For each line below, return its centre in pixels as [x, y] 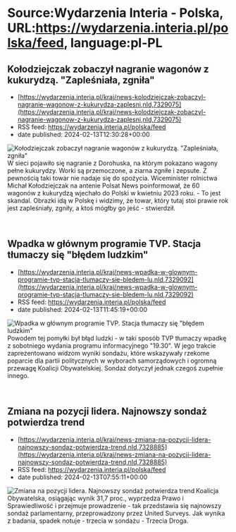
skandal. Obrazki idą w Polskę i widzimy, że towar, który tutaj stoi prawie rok [118, 200]
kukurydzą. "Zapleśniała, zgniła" [81, 80]
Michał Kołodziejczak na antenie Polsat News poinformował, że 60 [104, 186]
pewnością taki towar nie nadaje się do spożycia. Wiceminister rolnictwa [112, 178]
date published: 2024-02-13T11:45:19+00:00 [82, 309]
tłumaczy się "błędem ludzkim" [78, 255]
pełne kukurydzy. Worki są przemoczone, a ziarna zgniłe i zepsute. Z [107, 170]
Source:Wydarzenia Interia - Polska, [115, 13]
